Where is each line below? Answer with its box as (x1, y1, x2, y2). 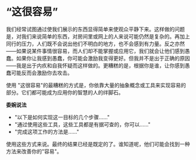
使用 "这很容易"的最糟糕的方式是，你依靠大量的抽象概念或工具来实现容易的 (6, 81, 186, 88)
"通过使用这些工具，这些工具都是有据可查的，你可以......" (14, 120, 150, 128)
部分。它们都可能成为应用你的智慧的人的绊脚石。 (6, 88, 124, 96)
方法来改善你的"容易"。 (6, 148, 62, 155)
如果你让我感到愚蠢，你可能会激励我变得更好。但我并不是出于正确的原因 (16, 55, 190, 62)
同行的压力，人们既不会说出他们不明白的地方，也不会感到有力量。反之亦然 (6, 40, 185, 47)
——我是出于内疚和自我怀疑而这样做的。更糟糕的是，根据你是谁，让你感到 (6, 62, 185, 69)
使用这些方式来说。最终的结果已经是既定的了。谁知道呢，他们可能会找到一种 (6, 140, 190, 147)
